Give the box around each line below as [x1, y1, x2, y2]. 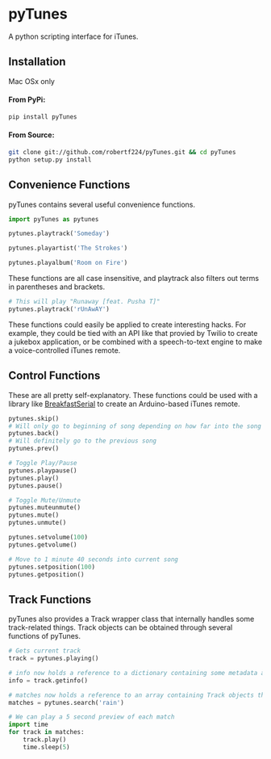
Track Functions [8, 593, 92, 606]
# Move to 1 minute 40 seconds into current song [8, 555, 179, 564]
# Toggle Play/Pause [8, 459, 78, 468]
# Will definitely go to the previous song [8, 437, 157, 445]
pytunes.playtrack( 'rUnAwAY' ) [8, 304, 110, 313]
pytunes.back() [8, 430, 60, 438]
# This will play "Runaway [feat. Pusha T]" [8, 298, 161, 306]
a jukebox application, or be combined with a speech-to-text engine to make [8, 337, 263, 346]
